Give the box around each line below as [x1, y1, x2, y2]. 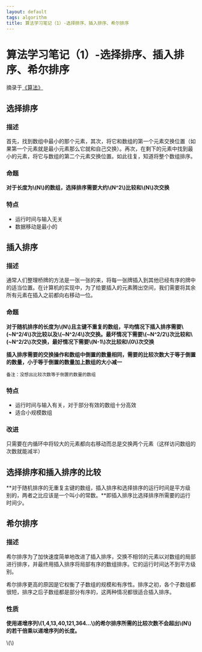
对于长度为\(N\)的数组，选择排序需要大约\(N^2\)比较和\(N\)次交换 [6, 184, 170, 191]
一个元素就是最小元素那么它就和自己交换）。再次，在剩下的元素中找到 [16, 145, 188, 152]
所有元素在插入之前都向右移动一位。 [6, 291, 96, 299]
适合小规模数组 [14, 409, 52, 416]
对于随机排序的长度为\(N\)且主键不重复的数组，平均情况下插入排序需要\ [6, 323, 184, 330]
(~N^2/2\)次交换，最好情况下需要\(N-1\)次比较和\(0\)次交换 [6, 338, 155, 345]
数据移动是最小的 [14, 223, 58, 230]
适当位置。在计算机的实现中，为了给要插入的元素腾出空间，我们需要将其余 [11, 284, 196, 291]
